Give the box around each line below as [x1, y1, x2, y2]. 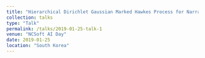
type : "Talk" [6, 20, 40, 26]
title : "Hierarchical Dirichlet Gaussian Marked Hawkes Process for [6, 8, 184, 15]
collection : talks [6, 14, 53, 21]
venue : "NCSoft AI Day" [6, 31, 67, 37]
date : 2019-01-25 [6, 37, 51, 43]
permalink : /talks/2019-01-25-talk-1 [6, 25, 103, 32]
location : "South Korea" [6, 43, 70, 49]
